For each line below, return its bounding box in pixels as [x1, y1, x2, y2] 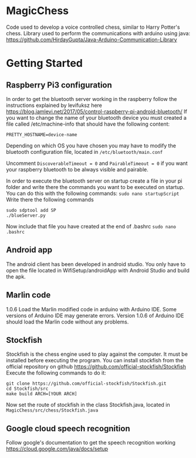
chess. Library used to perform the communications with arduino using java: [6, 29, 191, 36]
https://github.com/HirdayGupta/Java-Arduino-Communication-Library [6, 36, 177, 43]
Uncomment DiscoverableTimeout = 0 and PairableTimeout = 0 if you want [6, 160, 188, 167]
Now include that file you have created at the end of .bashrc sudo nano [6, 223, 177, 230]
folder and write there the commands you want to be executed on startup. [6, 183, 185, 190]
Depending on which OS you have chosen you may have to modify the [6, 142, 176, 149]
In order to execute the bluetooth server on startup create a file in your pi [6, 177, 183, 184]
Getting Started [6, 57, 83, 70]
